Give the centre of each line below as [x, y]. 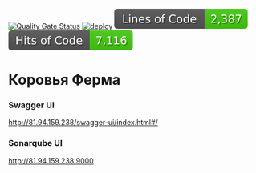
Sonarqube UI [35, 143]
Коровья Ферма [65, 80]
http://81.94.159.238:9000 [51, 160]
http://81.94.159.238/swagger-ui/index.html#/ [83, 123]
